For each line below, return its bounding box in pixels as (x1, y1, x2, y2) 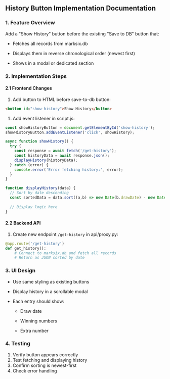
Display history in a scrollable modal (12, 288, 88, 295)
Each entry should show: (12, 298, 65, 304)
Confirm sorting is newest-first (12, 362, 77, 368)
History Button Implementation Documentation (5, 4, 156, 13)
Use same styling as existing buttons (12, 278, 90, 285)
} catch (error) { (10, 162, 49, 167)
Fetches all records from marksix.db (12, 40, 88, 46)
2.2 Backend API (5, 220, 41, 226)
